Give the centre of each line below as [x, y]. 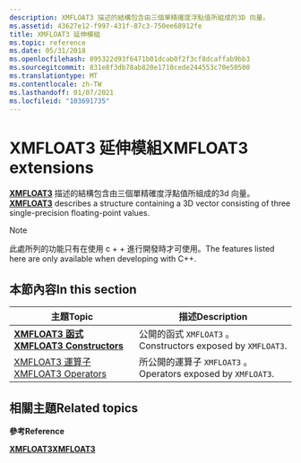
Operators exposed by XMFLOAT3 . [206, 374]
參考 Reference [37, 431]
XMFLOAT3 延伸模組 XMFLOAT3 [129, 148]
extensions [52, 167]
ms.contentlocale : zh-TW [56, 84]
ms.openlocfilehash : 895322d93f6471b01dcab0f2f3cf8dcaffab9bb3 [130, 59]
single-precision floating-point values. [80, 213]
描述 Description [213, 317]
